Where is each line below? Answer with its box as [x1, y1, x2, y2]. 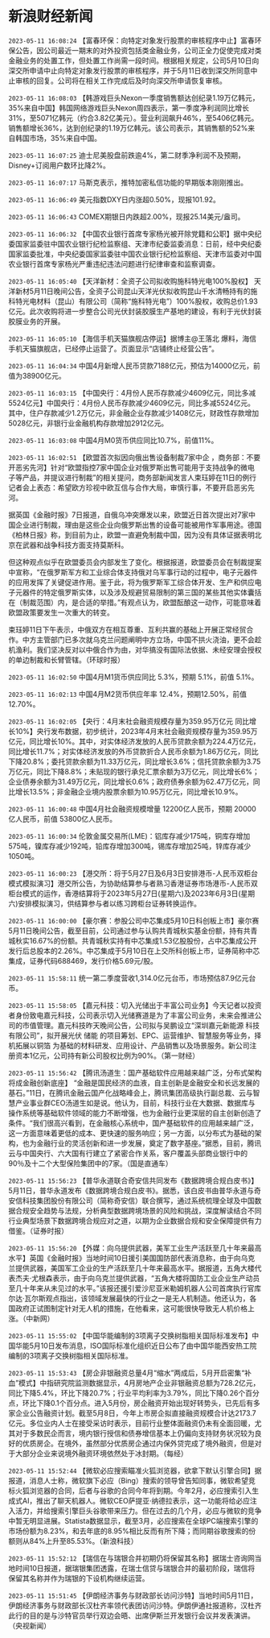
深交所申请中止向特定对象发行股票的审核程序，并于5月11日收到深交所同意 [8, 65, 251, 75]
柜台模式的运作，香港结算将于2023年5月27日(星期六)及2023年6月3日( [8, 888, 241, 898]
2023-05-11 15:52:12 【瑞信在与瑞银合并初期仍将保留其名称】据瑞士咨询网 [8, 1553, 255, 1563]
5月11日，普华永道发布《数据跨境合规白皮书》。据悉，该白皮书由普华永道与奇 [8, 1185, 261, 1195]
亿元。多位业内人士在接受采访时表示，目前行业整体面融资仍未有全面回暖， [8, 1418, 255, 1428]
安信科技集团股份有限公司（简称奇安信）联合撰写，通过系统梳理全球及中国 [8, 1196, 255, 1205]
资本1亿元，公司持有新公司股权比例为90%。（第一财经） [14, 1051, 199, 1060]
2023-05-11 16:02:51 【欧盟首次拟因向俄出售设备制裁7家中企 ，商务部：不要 [8, 452, 261, 462]
